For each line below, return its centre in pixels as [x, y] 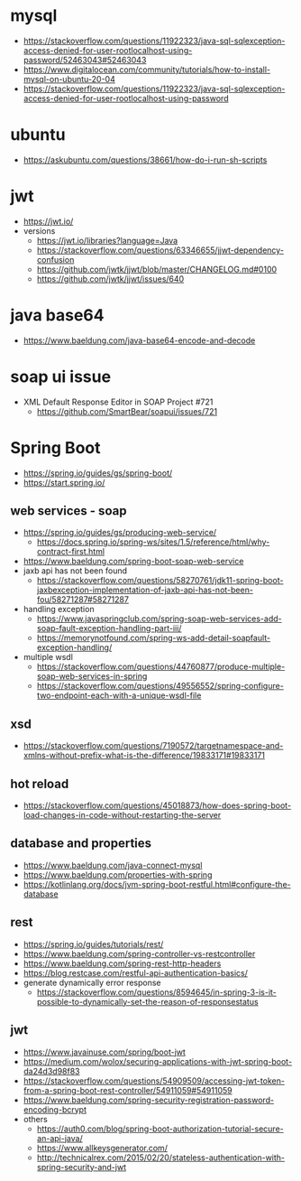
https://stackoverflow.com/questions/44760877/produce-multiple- [161, 667]
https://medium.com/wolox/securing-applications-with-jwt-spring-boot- [157, 1061]
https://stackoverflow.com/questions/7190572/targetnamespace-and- [153, 746]
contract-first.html [71, 552]
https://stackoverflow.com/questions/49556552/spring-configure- [160, 686]
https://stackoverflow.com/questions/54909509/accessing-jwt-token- [154, 1081]
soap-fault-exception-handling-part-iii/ [109, 628]
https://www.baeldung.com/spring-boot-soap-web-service [133, 562]
